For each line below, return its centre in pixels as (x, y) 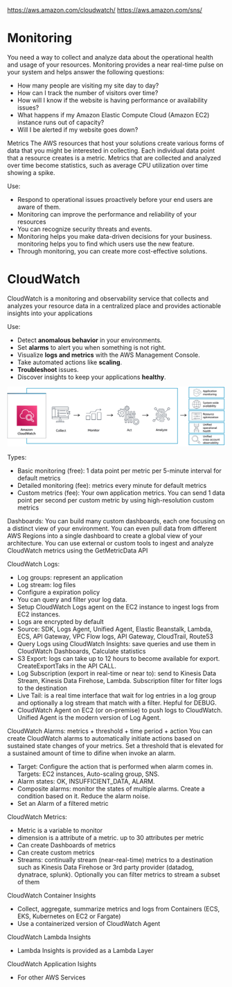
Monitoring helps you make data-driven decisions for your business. (115, 236)
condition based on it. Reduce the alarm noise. (83, 796)
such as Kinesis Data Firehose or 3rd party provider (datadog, (105, 868)
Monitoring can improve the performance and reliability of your (107, 214)
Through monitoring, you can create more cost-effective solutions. (112, 251)
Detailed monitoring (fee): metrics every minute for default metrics (112, 486)
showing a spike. (31, 172)
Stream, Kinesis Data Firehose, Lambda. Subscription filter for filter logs (120, 681)
